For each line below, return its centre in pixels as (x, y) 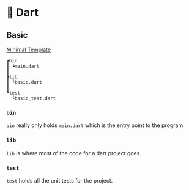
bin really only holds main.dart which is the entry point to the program (95, 125)
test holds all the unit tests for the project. (60, 180)
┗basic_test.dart (34, 98)
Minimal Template (28, 49)
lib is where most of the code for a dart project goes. (74, 153)
